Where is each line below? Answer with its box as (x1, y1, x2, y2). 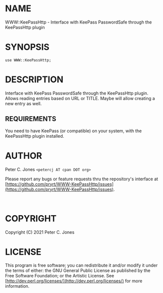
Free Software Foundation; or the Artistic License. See (5, 273, 114, 279)
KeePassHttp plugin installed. (5, 133, 65, 139)
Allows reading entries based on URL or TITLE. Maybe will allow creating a (5, 95, 155, 101)
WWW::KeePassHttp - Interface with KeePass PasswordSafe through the (5, 19, 152, 25)
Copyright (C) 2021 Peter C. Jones (5, 229, 75, 235)
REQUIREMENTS (5, 115, 56, 123)
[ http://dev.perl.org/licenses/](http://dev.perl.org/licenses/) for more (5, 278, 143, 284)
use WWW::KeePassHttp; (5, 57, 51, 63)
